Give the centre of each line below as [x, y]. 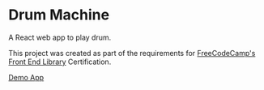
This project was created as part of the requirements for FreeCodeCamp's [132, 53]
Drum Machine [59, 15]
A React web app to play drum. [60, 37]
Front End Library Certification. [60, 62]
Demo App [26, 77]
